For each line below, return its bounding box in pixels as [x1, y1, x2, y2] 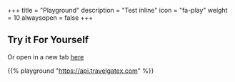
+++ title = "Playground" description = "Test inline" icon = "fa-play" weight [7, 6, 228, 14]
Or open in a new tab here [7, 52, 84, 61]
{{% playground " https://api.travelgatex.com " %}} [7, 66, 154, 75]
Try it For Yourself [7, 34, 89, 46]
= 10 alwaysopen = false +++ [7, 13, 94, 22]
